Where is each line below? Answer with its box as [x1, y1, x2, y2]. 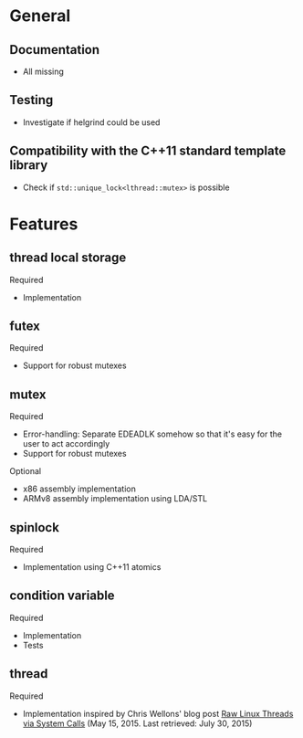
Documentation [9, 42, 100, 58]
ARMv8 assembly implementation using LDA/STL [22, 493, 208, 504]
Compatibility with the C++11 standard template [9, 143, 287, 159]
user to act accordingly [22, 438, 110, 449]
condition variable [9, 588, 116, 604]
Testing [9, 92, 54, 108]
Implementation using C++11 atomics [22, 562, 162, 573]
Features [9, 214, 78, 234]
